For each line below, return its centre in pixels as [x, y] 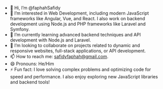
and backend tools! [30, 82]
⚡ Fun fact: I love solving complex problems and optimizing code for [80, 69]
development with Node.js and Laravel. [51, 40]
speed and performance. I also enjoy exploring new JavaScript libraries [84, 77]
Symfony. [20, 29]
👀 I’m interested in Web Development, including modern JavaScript [79, 13]
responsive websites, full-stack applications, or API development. [78, 51]
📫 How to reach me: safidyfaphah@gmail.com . [59, 56]
